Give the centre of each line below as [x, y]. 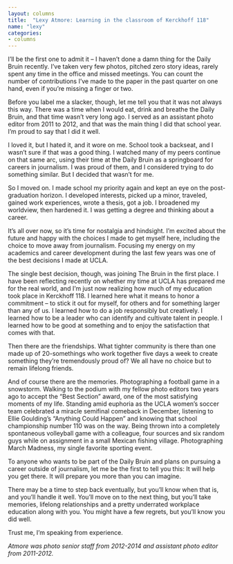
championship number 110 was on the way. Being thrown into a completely [114, 426]
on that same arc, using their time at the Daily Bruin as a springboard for [110, 160]
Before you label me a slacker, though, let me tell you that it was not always [115, 102]
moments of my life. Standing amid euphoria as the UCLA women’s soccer [114, 404]
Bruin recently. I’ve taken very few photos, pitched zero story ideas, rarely [113, 67]
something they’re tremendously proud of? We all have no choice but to [110, 361]
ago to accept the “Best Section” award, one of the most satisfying [103, 397]
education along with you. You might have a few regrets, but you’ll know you [116, 512]
